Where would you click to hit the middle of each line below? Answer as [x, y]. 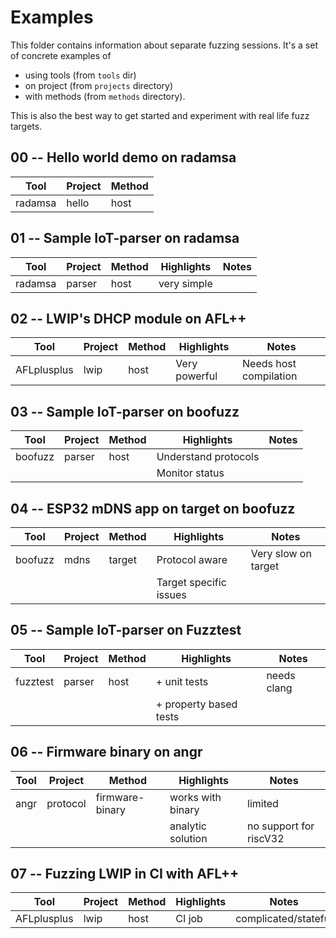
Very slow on [281, 553]
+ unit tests [182, 681]
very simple [185, 283]
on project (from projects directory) [99, 85]
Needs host [269, 364]
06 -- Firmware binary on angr [106, 752]
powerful [196, 376]
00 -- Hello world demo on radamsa [123, 157]
